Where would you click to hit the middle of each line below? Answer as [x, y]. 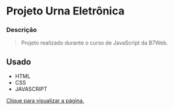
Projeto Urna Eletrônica [65, 11]
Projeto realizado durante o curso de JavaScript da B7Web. [95, 43]
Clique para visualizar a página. [45, 101]
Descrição [22, 30]
